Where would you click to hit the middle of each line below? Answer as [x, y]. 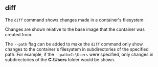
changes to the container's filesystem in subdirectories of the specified [77, 49]
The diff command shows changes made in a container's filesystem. [75, 20]
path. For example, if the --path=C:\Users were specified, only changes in [79, 54]
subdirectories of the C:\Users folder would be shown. [60, 59]
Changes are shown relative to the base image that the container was [75, 29]
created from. [19, 34]
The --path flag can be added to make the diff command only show [74, 44]
